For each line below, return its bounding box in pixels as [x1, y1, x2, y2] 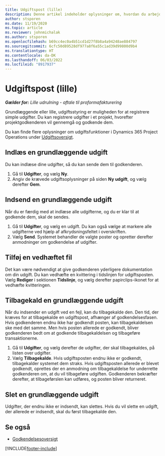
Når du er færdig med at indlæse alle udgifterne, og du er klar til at [5, 208, 139, 214]
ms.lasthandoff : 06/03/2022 [5, 57, 63, 62]
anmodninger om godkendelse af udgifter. [12, 239, 98, 245]
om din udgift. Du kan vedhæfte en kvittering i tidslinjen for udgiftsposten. [5, 271, 154, 278]
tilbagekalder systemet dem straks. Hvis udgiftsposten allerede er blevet [12, 361, 159, 367]
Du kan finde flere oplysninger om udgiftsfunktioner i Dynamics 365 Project [5, 129, 158, 135]
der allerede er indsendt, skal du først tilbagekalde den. [5, 409, 117, 415]
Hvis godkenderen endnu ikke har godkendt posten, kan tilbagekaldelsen [5, 320, 153, 326]
